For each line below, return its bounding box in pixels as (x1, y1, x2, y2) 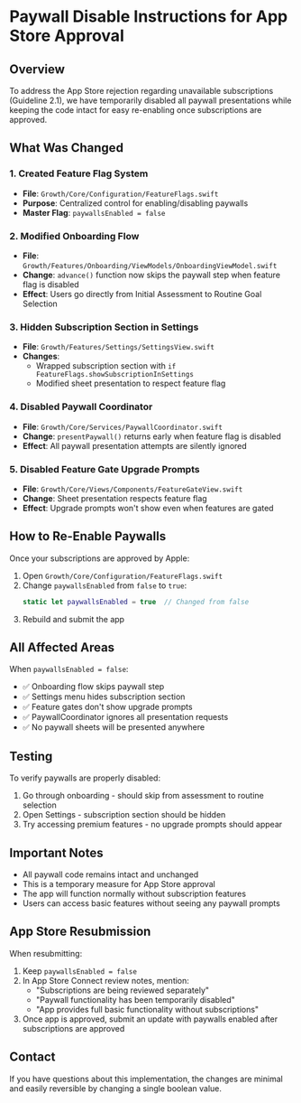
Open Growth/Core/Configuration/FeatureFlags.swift (22, 570, 223, 581)
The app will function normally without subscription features (22, 888, 246, 899)
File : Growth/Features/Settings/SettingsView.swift (22, 341, 214, 352)
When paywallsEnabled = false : (9, 664, 129, 675)
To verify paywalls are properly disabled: (9, 772, 160, 783)
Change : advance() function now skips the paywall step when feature (22, 269, 281, 280)
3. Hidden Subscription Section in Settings (9, 321, 199, 333)
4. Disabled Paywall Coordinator (9, 400, 153, 413)
